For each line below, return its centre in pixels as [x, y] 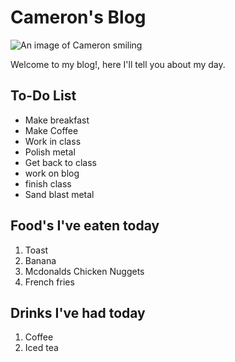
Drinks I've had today [78, 312]
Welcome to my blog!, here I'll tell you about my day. [118, 64]
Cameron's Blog [78, 17]
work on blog [52, 173]
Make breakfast [57, 120]
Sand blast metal [59, 194]
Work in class [53, 141]
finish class [48, 183]
